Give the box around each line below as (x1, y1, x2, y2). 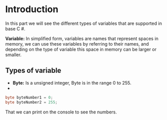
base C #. (5, 25, 26, 31)
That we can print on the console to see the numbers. (5, 109, 117, 115)
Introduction (5, 4, 59, 15)
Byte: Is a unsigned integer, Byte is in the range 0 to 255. (12, 79, 132, 86)
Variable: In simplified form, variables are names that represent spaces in (5, 35, 158, 42)
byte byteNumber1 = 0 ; (5, 95, 53, 100)
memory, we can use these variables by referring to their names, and (5, 41, 149, 47)
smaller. (5, 52, 22, 58)
